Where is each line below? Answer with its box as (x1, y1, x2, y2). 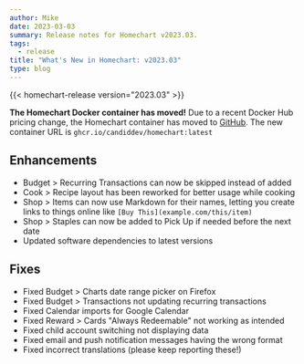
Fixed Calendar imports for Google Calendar (22, 305, 190, 316)
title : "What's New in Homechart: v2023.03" (9, 56, 182, 65)
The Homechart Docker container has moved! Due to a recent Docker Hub (9, 107, 294, 118)
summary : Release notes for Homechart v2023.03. (9, 30, 198, 39)
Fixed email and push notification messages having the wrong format (22, 334, 283, 345)
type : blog (9, 65, 51, 74)
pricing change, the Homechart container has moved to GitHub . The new (9, 116, 283, 128)
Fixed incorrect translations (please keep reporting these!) (22, 344, 242, 355)
